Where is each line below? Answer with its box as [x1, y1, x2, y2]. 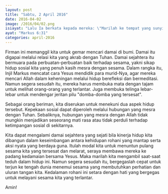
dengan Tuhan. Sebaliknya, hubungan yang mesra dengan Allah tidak [5, 111, 148, 117]
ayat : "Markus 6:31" [5, 30, 48, 35]
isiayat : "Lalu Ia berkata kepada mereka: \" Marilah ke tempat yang [5, 26, 151, 31]
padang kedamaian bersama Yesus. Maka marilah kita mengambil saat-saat [5, 153, 161, 159]
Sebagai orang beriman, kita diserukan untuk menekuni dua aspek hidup [5, 101, 154, 107]
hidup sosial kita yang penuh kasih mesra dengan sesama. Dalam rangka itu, [5, 64, 163, 70]
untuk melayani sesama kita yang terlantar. [5, 174, 93, 180]
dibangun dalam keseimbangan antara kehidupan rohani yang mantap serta [5, 137, 161, 143]
